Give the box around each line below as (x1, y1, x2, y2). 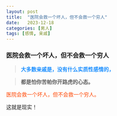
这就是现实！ (6, 104, 37, 111)
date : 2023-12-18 (6, 20, 54, 25)
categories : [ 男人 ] (6, 25, 53, 31)
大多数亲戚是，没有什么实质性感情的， (20, 66, 114, 73)
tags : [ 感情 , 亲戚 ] (6, 31, 51, 37)
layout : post (6, 8, 38, 15)
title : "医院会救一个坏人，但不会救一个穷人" (6, 14, 108, 20)
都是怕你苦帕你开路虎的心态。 (20, 78, 93, 86)
